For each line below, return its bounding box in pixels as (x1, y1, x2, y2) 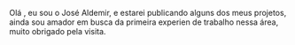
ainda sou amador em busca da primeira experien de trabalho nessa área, (9, 17, 279, 27)
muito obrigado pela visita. (9, 26, 106, 36)
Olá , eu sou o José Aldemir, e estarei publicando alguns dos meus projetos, (9, 8, 287, 18)
